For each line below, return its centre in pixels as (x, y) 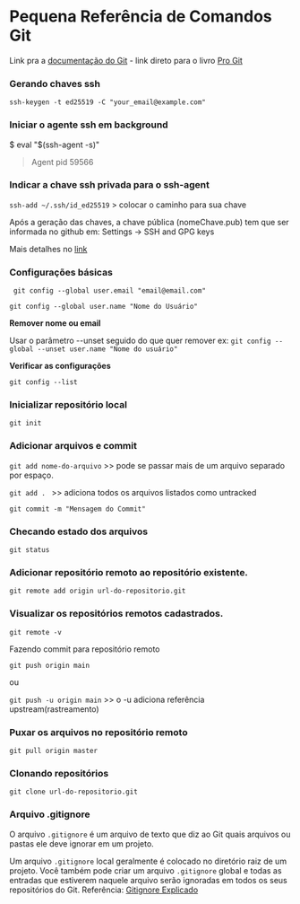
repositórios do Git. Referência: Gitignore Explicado (104, 890)
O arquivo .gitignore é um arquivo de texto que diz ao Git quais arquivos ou (150, 834)
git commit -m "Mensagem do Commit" (77, 509)
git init (26, 424)
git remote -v (36, 632)
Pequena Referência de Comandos (141, 17)
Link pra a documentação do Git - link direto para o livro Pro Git (126, 60)
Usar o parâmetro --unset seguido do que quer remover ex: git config (140, 341)
